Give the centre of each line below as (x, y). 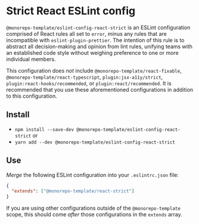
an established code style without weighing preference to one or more (92, 52)
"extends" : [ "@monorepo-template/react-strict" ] (73, 191)
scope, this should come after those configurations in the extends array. (94, 214)
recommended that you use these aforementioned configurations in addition (100, 89)
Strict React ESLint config (71, 11)
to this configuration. (32, 96)
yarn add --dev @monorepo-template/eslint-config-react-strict (95, 142)
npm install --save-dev (44, 129)
